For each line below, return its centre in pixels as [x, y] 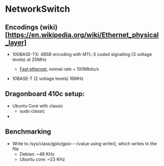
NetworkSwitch [38, 9]
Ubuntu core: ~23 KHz [42, 159]
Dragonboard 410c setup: [45, 94]
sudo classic [32, 111]
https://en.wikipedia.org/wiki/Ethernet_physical [83, 35]
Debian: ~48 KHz [37, 154]
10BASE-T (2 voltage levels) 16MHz [48, 79]
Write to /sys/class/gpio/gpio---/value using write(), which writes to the [84, 143]
